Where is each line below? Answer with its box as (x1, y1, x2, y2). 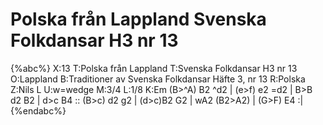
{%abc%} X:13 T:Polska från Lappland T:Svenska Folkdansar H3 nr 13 (10, 62, 298, 74)
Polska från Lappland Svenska (10, 8, 267, 31)
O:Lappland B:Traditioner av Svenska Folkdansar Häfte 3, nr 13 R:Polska (10, 73, 306, 85)
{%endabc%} (10, 104, 67, 117)
